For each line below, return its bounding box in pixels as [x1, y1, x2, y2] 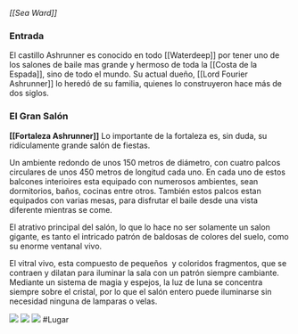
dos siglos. [9, 88, 49, 99]
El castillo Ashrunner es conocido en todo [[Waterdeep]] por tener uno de [9, 50, 280, 61]
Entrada [9, 29, 45, 42]
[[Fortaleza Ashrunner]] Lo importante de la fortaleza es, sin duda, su [9, 130, 268, 141]
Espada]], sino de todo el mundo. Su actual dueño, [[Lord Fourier [9, 69, 248, 79]
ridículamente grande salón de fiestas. [9, 140, 151, 151]
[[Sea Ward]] [9, 8, 58, 18]
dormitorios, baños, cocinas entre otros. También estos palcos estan [9, 185, 261, 196]
